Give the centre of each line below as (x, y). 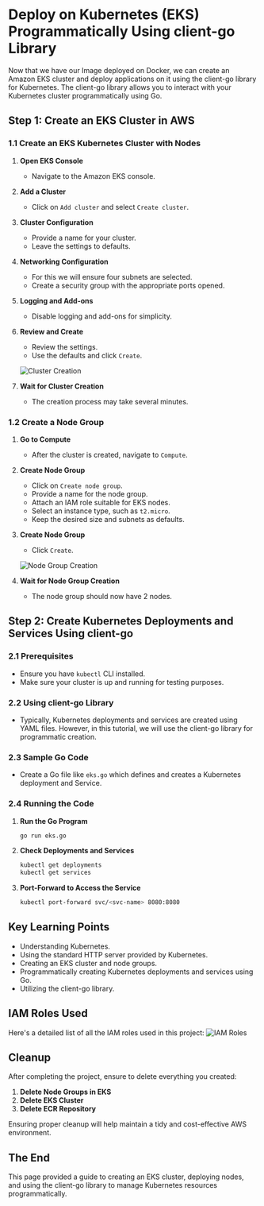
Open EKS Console (51, 160)
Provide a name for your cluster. (84, 238)
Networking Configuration (64, 261)
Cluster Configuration (56, 222)
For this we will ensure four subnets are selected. (112, 276)
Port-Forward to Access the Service (80, 888)
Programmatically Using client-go (122, 31)
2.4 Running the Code (51, 804)
